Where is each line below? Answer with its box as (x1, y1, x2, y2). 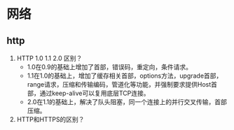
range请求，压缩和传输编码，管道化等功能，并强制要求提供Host (27, 80, 212, 88)
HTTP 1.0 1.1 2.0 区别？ (16, 54, 83, 62)
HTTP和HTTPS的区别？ (16, 115, 85, 123)
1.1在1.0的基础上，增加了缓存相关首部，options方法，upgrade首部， (27, 71, 223, 80)
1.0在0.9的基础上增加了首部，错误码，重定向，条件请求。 (27, 63, 192, 71)
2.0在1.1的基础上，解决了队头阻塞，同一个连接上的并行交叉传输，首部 (27, 98, 227, 106)
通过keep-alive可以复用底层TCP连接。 (39, 89, 150, 97)
